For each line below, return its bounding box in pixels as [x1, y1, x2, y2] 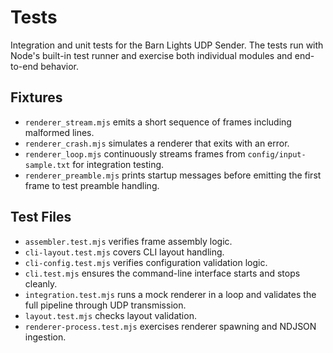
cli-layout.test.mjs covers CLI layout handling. [24, 246, 225, 258]
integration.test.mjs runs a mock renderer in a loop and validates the [24, 288, 317, 300]
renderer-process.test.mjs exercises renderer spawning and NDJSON [24, 320, 317, 332]
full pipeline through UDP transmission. [24, 299, 187, 311]
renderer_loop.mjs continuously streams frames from [24, 147, 246, 160]
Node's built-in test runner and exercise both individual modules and [10, 49, 293, 61]
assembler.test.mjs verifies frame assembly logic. [24, 235, 233, 247]
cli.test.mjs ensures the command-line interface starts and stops [24, 267, 301, 279]
